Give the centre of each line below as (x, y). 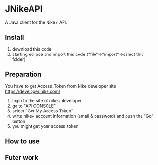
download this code (32, 49)
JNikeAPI (24, 9)
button (19, 121)
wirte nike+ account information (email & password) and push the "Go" (83, 116)
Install (15, 37)
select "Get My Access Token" (43, 111)
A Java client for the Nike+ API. (36, 22)
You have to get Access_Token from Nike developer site (61, 86)
